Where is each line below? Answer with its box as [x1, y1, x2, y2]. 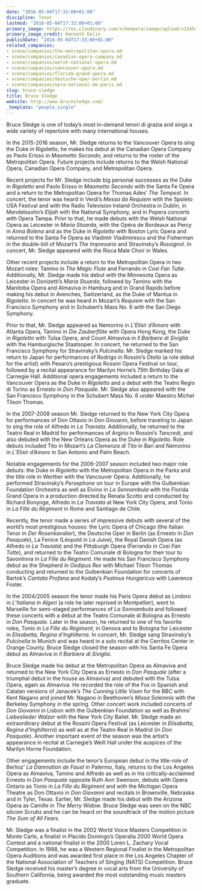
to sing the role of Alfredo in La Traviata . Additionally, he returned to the [6, 423, 185, 430]
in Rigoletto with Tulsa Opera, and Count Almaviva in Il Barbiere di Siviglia [6, 334, 188, 341]
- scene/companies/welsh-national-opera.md [6, 59, 117, 65]
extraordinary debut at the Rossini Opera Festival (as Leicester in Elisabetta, [6, 719, 194, 727]
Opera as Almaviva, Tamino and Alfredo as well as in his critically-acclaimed [6, 770, 195, 777]
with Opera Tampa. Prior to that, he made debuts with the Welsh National [6, 215, 187, 222]
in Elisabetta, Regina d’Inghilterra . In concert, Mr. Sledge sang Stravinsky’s [6, 631, 191, 638]
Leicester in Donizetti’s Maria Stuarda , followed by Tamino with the [6, 277, 173, 285]
